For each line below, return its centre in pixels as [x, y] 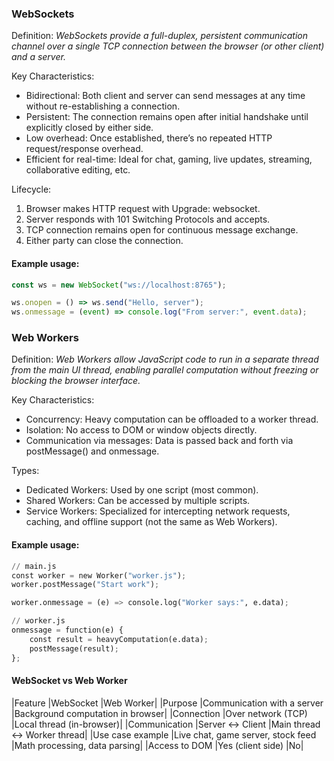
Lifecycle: [31, 189]
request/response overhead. [84, 149]
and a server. [38, 57]
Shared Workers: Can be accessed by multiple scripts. [138, 501]
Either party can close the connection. [104, 241]
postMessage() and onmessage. [92, 451]
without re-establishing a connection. [103, 106]
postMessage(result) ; [74, 648]
